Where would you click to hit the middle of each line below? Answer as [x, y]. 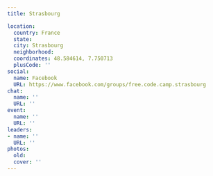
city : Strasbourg [39, 46]
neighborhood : [34, 52]
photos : [18, 149]
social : [18, 71]
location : [22, 26]
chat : [15, 91]
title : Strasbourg [34, 14]
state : [23, 39]
